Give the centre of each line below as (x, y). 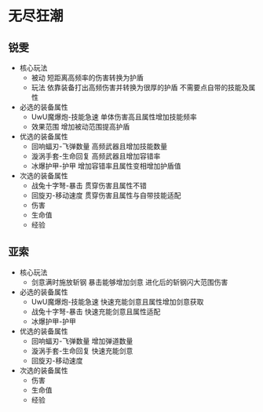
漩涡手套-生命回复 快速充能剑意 (82, 351)
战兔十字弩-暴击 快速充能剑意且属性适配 (96, 312)
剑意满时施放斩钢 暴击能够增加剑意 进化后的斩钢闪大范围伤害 (130, 282)
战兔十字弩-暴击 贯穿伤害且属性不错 (89, 186)
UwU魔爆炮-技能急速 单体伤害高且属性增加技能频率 (114, 117)
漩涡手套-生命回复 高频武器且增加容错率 (96, 156)
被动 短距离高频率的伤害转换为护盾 (87, 78)
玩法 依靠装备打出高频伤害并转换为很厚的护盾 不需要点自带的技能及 (140, 88)
